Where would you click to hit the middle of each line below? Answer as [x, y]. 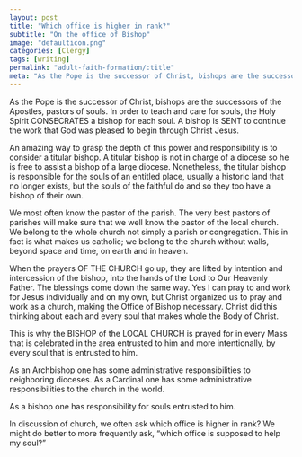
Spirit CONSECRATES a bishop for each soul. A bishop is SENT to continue [147, 120]
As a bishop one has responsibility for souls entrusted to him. [123, 406]
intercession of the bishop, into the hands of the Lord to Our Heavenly [138, 277]
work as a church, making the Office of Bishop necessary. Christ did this [143, 306]
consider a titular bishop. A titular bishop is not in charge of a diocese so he [149, 157]
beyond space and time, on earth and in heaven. [99, 250]
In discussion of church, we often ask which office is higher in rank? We [142, 424]
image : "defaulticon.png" [58, 43]
